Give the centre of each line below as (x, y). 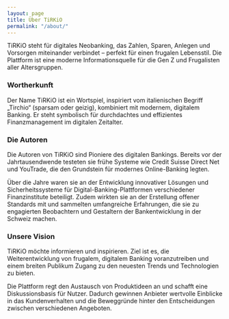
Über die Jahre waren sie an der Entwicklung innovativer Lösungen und (108, 182)
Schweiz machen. (32, 218)
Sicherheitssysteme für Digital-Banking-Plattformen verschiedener (101, 190)
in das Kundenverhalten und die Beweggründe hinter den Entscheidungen (111, 301)
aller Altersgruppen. (35, 67)
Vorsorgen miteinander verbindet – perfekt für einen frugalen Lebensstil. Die (114, 53)
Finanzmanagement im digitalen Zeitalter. (65, 122)
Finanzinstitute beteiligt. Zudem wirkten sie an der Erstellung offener (103, 196)
